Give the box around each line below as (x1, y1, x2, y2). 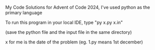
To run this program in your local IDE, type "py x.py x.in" (5, 20, 123, 25)
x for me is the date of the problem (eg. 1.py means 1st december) (5, 39, 143, 45)
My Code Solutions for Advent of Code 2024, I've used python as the (5, 5, 150, 10)
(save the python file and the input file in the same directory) (5, 29, 132, 35)
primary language (5, 10, 42, 16)
